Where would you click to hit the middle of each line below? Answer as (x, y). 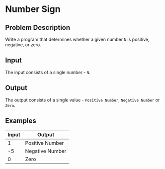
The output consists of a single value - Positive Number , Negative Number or (82, 100)
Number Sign (33, 9)
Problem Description (38, 28)
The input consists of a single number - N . (48, 72)
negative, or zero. (23, 45)
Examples (21, 121)
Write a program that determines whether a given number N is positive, (77, 39)
